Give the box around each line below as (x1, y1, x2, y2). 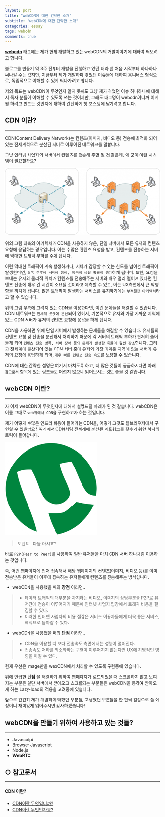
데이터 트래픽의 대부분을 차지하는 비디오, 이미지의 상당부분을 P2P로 (24, 595, 154, 601)
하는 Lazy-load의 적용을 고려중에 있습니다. (10, 686, 92, 692)
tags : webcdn (5, 29, 32, 34)
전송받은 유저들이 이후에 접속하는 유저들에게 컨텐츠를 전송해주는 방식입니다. (5, 574, 150, 580)
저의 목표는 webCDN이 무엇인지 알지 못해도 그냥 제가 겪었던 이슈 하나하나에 (5, 88, 150, 94)
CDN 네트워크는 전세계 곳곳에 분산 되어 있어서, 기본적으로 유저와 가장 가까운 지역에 (5, 311, 160, 316)
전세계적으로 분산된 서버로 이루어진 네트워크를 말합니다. (14, 141, 121, 147)
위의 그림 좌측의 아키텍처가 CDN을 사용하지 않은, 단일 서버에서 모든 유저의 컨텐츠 (5, 240, 160, 246)
